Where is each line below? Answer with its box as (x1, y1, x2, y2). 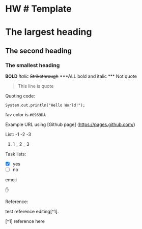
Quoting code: (5, 93, 36, 99)
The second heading (5, 46, 72, 55)
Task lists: (5, 151, 26, 157)
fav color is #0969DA (5, 112, 46, 118)
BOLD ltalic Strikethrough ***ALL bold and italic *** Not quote (5, 73, 137, 79)
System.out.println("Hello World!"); (5, 103, 86, 108)
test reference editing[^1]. (5, 209, 59, 215)
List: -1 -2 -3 (5, 132, 32, 138)
